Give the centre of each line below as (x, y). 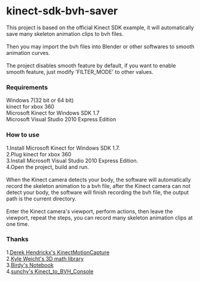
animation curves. (28, 53)
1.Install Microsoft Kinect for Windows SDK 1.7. (63, 148)
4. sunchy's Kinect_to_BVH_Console (50, 271)
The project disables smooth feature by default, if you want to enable (91, 65)
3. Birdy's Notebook (30, 265)
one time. (18, 224)
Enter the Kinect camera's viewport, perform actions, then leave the (90, 211)
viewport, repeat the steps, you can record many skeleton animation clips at (99, 217)
